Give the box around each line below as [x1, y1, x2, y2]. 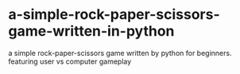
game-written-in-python [8, 22, 175, 40]
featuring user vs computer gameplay [8, 57, 132, 66]
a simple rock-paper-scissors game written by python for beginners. [8, 48, 232, 57]
